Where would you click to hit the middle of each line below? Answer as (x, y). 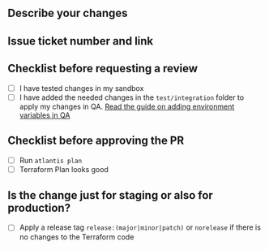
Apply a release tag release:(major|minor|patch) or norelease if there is (140, 227)
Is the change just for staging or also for (111, 195)
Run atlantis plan (51, 160)
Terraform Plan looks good (64, 169)
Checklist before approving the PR (96, 141)
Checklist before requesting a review (103, 69)
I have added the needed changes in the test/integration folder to (132, 97)
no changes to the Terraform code (77, 237)
